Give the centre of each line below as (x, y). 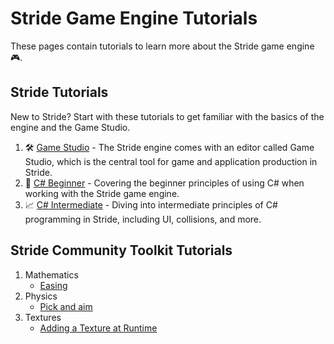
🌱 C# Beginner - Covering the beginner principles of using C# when (164, 183)
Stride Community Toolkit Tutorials (121, 250)
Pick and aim (66, 306)
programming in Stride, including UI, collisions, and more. (143, 219)
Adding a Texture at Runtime (98, 328)
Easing (53, 285)
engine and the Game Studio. (70, 127)
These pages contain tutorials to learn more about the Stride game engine (162, 46)
